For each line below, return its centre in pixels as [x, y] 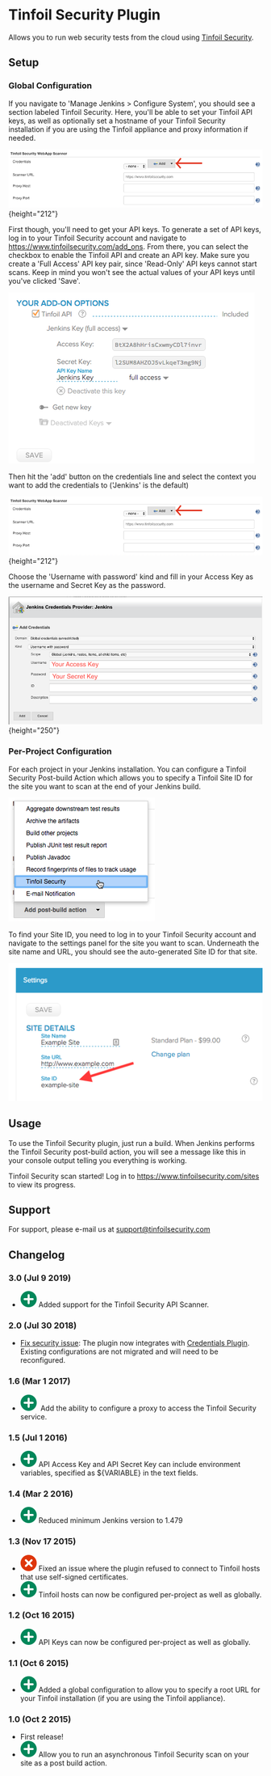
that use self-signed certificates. [74, 1577]
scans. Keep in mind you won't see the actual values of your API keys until [132, 273]
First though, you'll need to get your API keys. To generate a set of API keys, [135, 230]
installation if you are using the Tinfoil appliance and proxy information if [128, 129]
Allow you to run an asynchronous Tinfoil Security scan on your [144, 1755]
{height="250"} [34, 730]
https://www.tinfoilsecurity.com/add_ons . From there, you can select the [128, 247]
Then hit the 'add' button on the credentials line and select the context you [132, 477]
